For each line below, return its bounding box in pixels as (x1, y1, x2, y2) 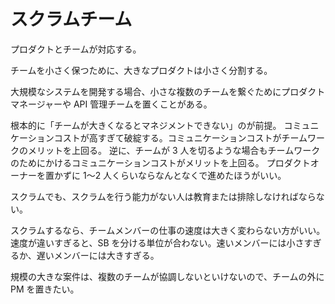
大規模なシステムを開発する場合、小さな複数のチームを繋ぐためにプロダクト (10, 85, 326, 97)
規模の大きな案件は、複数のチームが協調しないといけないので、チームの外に (10, 270, 325, 282)
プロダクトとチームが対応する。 (10, 43, 142, 55)
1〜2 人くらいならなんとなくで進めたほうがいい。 (82, 169, 287, 181)
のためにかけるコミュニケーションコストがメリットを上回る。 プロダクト (10, 156, 311, 169)
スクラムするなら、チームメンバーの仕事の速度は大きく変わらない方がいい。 (10, 224, 326, 236)
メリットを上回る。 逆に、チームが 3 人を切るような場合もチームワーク (27, 144, 321, 156)
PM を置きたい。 (10, 283, 80, 295)
